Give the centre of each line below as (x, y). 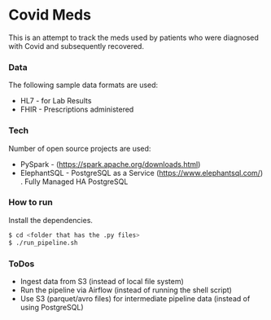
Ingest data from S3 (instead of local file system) (102, 281)
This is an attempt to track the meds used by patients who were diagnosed (133, 37)
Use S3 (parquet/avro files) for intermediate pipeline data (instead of (135, 298)
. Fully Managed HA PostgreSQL (74, 182)
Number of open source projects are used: (80, 148)
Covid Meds (50, 15)
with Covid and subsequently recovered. (76, 46)
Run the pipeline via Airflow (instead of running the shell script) (126, 290)
